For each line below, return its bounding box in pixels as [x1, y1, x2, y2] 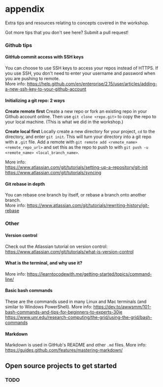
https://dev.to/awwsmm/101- [93, 304, 152, 310]
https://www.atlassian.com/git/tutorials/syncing [5, 170, 102, 176]
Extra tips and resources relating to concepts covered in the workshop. [5, 20, 149, 26]
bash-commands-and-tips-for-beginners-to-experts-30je [5, 309, 123, 315]
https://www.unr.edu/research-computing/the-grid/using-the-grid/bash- [5, 314, 153, 320]
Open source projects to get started [5, 361, 117, 370]
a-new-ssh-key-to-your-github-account [5, 86, 87, 92]
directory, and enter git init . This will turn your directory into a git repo [5, 134, 152, 140]
